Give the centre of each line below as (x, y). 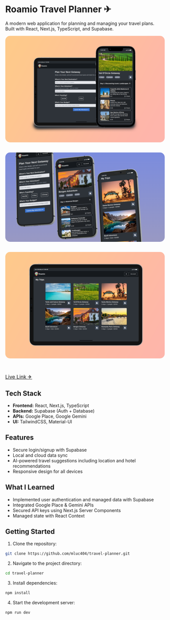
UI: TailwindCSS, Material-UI (42, 421)
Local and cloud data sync (40, 455)
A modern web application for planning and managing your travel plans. (80, 23)
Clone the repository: (35, 544)
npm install (18, 593)
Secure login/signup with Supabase (50, 450)
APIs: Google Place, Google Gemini (50, 416)
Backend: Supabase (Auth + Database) (54, 411)
